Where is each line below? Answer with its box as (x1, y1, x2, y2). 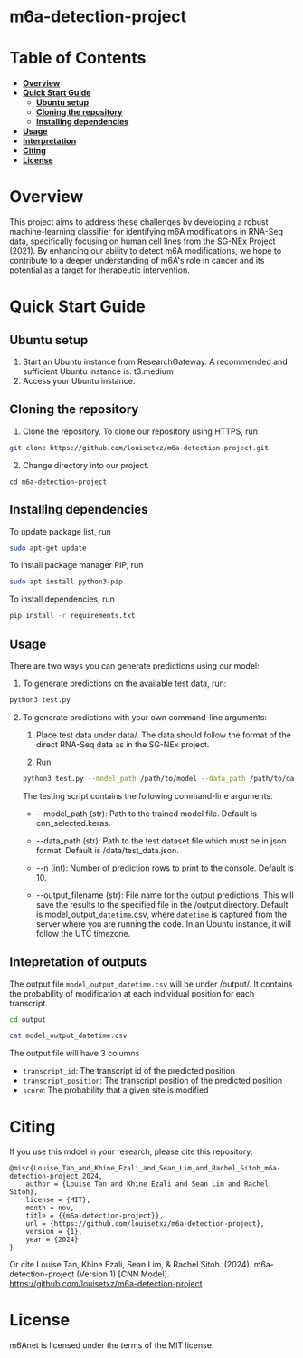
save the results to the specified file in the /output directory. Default (35, 899, 289, 910)
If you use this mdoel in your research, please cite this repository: (9, 1146, 253, 1157)
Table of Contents (9, 48, 147, 69)
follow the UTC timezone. (35, 928, 131, 939)
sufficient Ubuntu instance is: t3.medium (22, 366, 174, 377)
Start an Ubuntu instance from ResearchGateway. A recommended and (22, 356, 288, 368)
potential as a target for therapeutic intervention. (9, 265, 190, 275)
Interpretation (22, 136, 77, 147)
